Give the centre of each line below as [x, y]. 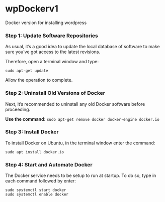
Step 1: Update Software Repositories [52, 36]
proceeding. [18, 109]
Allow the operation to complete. [39, 80]
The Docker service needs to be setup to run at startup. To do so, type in [81, 175]
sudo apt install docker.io [35, 152]
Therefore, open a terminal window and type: [52, 62]
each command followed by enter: [41, 181]
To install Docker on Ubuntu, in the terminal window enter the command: [80, 143]
